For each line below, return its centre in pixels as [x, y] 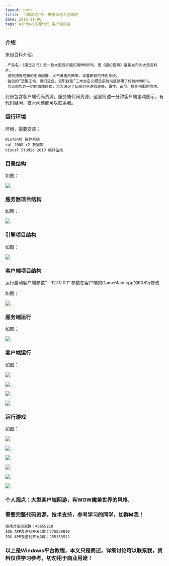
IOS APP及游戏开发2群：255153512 [37, 537]
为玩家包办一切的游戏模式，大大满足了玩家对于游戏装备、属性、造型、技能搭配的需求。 [84, 86]
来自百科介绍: [19, 54]
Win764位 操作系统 [23, 139]
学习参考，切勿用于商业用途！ [57, 558]
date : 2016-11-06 [23, 19]
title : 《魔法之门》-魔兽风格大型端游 [41, 15]
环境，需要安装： [23, 129]
